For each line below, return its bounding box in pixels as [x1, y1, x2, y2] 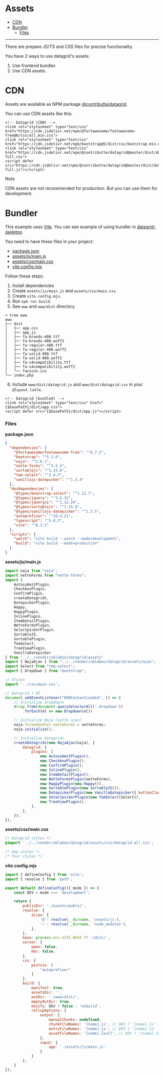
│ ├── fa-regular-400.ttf [5, 343, 62, 348]
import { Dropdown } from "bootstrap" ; [5, 669, 86, 674]
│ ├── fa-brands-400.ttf [5, 334, 60, 339]
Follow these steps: [5, 273, 44, 279]
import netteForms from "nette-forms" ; [5, 573, 86, 578]
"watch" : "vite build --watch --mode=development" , [14, 537, 121, 541]
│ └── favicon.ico [5, 368, 47, 374]
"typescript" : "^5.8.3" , [14, 518, 64, 523]
